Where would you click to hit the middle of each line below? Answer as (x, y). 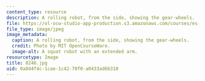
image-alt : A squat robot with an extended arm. (75, 52)
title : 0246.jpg (27, 63)
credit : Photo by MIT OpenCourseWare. (61, 46)
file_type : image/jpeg (35, 29)
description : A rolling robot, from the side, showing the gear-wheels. (101, 18)
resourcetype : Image (33, 57)
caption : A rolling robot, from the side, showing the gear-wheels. (101, 40)
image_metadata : (27, 35)
